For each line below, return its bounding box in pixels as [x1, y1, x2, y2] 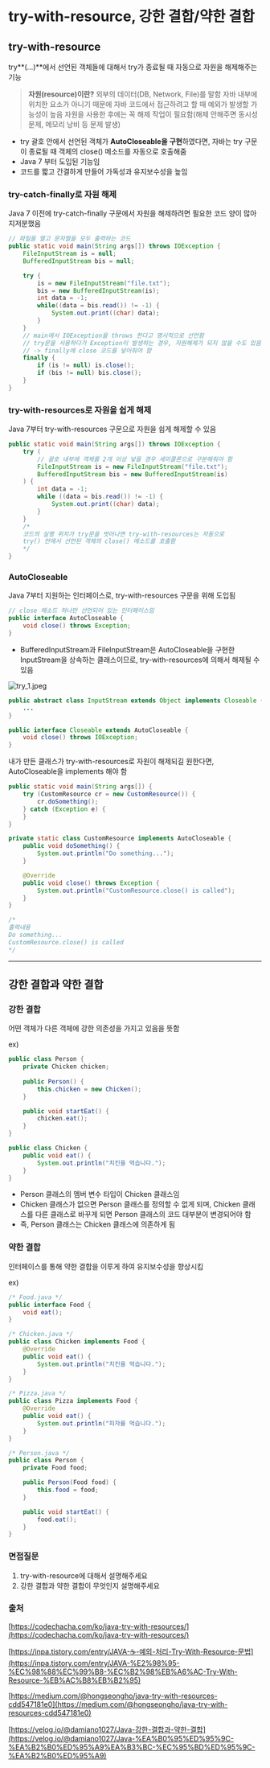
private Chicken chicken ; [22, 1063, 110, 1071]
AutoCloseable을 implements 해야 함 [8, 767, 128, 776]
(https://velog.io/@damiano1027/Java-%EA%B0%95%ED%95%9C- [8, 1733, 235, 1743]
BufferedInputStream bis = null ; [22, 257, 135, 265]
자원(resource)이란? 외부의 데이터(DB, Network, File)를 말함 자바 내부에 [27, 89, 258, 99]
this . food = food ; [37, 1486, 99, 1494]
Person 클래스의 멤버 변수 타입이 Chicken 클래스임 [19, 1190, 180, 1199]
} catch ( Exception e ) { [22, 805, 106, 813]
